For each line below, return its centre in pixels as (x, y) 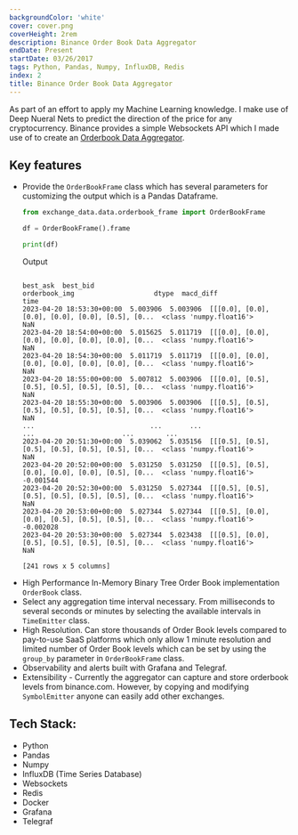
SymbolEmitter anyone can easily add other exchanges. (123, 696)
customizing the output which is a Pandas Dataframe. (120, 196)
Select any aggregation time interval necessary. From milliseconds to (149, 602)
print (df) (40, 245)
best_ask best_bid (58, 286)
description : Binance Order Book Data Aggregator (103, 42)
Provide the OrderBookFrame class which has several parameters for (145, 187)
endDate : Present (41, 51)
